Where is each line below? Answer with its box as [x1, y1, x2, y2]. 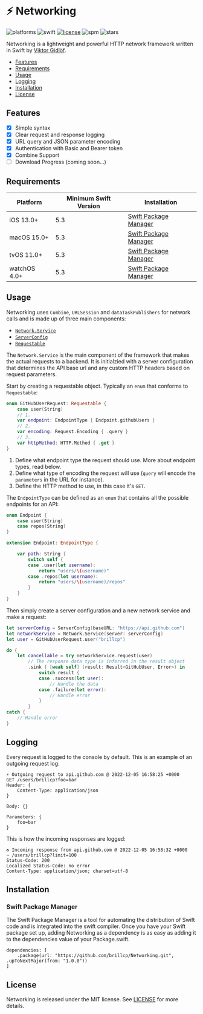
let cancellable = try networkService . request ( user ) [17, 653, 153, 659]
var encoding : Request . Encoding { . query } [17, 429, 129, 435]
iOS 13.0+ [9, 216, 39, 224]
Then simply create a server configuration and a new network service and [6, 606, 190, 614]
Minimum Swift [66, 194, 111, 202]
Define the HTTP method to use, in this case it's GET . [14, 482, 146, 489]
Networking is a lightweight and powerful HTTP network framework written [6, 40, 193, 47]
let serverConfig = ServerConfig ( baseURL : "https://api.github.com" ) [6, 625, 185, 631]
